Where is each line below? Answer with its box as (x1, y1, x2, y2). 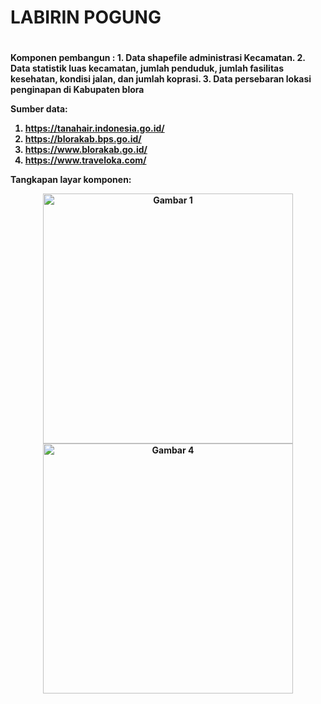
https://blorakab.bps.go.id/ (24, 133, 142, 145)
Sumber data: (10, 103, 68, 115)
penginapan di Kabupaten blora (10, 84, 145, 96)
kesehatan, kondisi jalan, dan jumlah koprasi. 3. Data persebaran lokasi (10, 73, 312, 85)
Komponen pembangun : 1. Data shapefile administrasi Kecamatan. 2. (10, 52, 306, 64)
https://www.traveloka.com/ (24, 154, 147, 166)
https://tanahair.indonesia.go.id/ (24, 122, 165, 135)
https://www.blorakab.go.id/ (24, 144, 148, 156)
